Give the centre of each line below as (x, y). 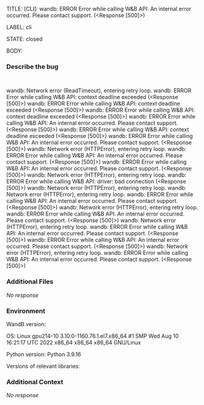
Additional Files (30, 282)
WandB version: (26, 324)
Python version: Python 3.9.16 (44, 354)
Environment (26, 311)
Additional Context (35, 382)
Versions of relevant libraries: (43, 366)
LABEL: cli (19, 27)
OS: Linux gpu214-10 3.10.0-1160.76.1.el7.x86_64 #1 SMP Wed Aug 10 (93, 336)
